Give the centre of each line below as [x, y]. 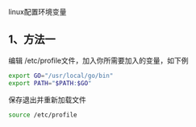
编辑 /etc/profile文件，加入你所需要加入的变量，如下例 [98, 60]
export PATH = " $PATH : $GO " [50, 83]
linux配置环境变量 [38, 12]
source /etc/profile [43, 115]
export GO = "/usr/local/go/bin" [61, 76]
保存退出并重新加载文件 [47, 100]
